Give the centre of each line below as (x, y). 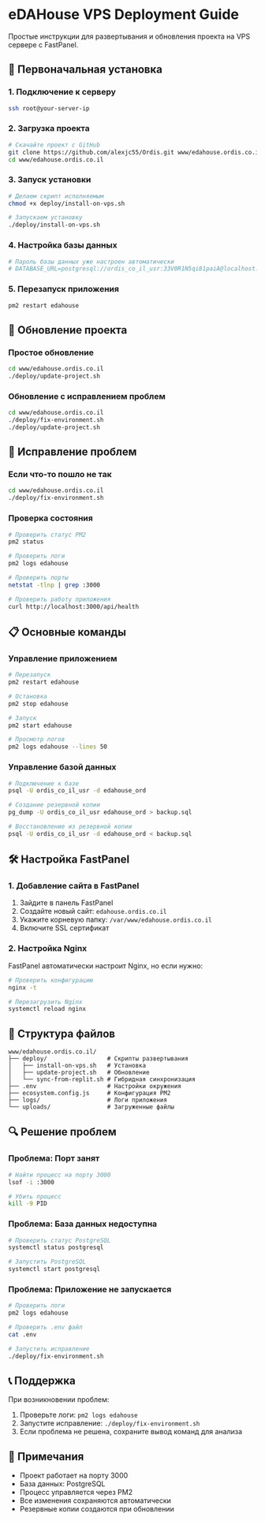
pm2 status (26, 542)
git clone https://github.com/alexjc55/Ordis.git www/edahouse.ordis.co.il (135, 152)
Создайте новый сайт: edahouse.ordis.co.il (93, 911)
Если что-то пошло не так (60, 475)
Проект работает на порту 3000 (74, 1475)
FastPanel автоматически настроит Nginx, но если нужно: (106, 966)
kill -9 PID (28, 1204)
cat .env (22, 1334)
